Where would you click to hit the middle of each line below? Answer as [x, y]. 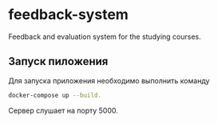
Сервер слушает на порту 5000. [63, 110]
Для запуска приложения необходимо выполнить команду [109, 80]
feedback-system [69, 15]
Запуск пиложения [58, 61]
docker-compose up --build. [55, 95]
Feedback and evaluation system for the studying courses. [105, 37]
